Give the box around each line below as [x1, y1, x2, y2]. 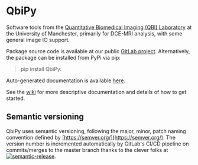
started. [6, 95, 25, 102]
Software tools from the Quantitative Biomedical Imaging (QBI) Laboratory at [6, 24, 192, 31]
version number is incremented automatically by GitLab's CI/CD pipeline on [6, 140, 189, 147]
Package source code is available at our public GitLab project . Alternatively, [6, 47, 190, 54]
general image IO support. [6, 36, 70, 43]
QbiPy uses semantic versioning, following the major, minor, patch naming [6, 127, 186, 134]
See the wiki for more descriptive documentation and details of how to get [6, 88, 187, 95]
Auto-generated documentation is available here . [6, 77, 126, 84]
